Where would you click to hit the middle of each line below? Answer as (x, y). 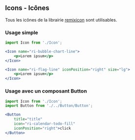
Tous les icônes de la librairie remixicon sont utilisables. (61, 20)
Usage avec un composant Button (46, 91)
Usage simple (22, 32)
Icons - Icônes (27, 8)
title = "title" (28, 119)
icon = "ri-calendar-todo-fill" (45, 124)
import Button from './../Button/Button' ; (49, 106)
